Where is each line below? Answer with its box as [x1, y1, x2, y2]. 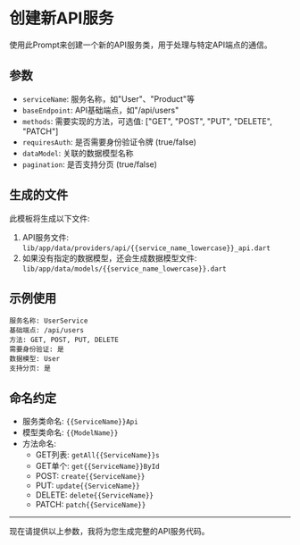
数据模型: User [9, 355, 61, 364]
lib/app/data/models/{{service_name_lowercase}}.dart [21, 264, 227, 273]
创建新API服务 [9, 8, 114, 29]
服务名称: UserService [9, 316, 88, 326]
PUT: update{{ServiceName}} [35, 480, 140, 491]
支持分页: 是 [9, 364, 51, 373]
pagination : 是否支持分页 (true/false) [21, 158, 158, 170]
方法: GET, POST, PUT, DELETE [9, 336, 119, 345]
